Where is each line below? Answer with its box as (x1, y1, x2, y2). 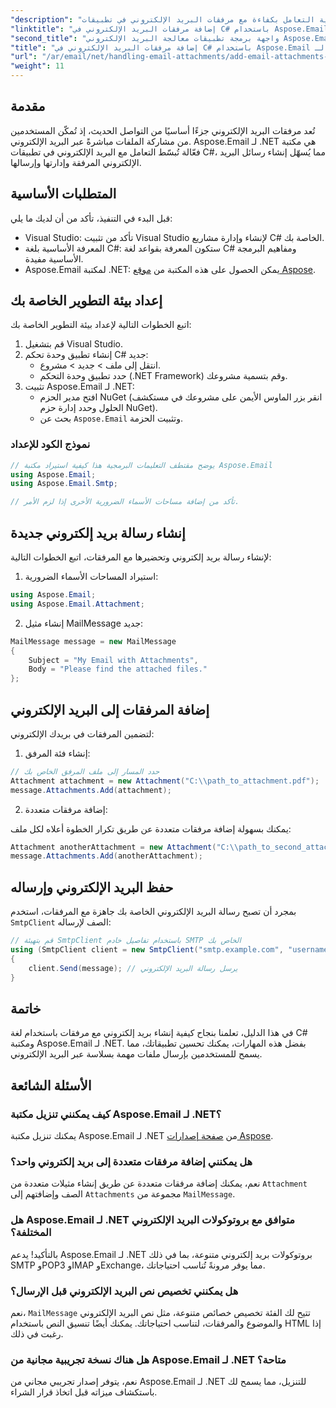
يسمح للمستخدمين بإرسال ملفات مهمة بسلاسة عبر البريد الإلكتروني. (10, 1048, 263, 1060)
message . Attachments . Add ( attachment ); (10, 785, 172, 795)
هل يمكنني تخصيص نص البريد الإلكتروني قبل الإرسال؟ (10, 1284, 239, 1298)
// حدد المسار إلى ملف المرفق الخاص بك (10, 766, 160, 776)
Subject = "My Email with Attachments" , (28, 655, 199, 665)
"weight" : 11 (10, 61, 65, 71)
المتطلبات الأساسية (10, 186, 117, 203)
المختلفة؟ (10, 1226, 52, 1240)
